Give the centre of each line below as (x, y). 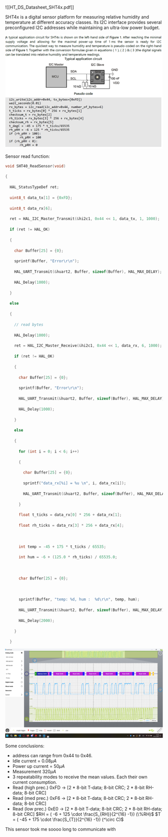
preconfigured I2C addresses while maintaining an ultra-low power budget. (82, 28)
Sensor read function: (27, 156)
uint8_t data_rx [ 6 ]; (31, 208)
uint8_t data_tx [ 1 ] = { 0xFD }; (41, 197)
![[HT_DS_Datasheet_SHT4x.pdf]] (39, 7)
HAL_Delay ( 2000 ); (36, 620)
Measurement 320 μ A (34, 772)
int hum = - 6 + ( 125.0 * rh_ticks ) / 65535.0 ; (68, 557)
